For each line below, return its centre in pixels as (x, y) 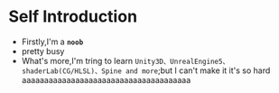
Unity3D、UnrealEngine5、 (182, 61)
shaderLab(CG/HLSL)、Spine (72, 71)
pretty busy (43, 51)
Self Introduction (73, 17)
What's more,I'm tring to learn (77, 60)
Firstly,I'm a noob (52, 42)
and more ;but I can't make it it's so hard (198, 70)
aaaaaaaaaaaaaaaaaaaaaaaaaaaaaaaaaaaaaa (106, 79)
